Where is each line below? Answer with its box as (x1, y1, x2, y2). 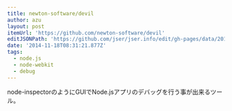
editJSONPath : (7, 36, 48, 43)
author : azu (7, 17, 41, 23)
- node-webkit (13, 61, 54, 68)
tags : (7, 49, 23, 56)
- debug (13, 68, 36, 74)
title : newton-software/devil (7, 10, 95, 17)
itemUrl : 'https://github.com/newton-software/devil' (7, 29, 166, 37)
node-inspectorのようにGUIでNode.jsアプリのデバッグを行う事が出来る (7, 88, 211, 96)
